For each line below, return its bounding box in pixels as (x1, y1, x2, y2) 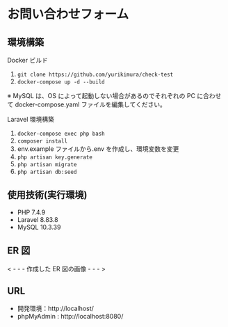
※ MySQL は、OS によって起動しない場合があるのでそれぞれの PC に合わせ (7, 92, 222, 99)
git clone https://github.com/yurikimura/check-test (17, 71, 174, 78)
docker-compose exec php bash (17, 130, 106, 137)
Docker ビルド (7, 56, 49, 64)
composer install (17, 138, 68, 145)
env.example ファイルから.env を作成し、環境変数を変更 (17, 145, 179, 153)
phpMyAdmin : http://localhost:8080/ (17, 312, 124, 321)
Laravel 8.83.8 (17, 215, 59, 223)
